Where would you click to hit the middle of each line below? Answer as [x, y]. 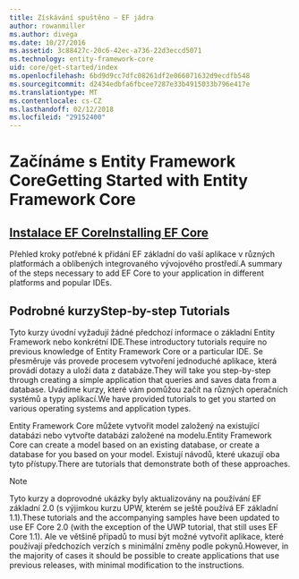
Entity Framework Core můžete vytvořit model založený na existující [134, 425]
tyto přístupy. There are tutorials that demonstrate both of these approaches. [150, 464]
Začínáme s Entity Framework [123, 162]
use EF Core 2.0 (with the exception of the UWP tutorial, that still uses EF [144, 527]
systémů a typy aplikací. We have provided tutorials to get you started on [143, 398]
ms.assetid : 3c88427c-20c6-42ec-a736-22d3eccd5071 [106, 51]
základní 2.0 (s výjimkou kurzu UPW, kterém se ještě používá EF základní [144, 507]
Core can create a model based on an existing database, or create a [134, 445]
